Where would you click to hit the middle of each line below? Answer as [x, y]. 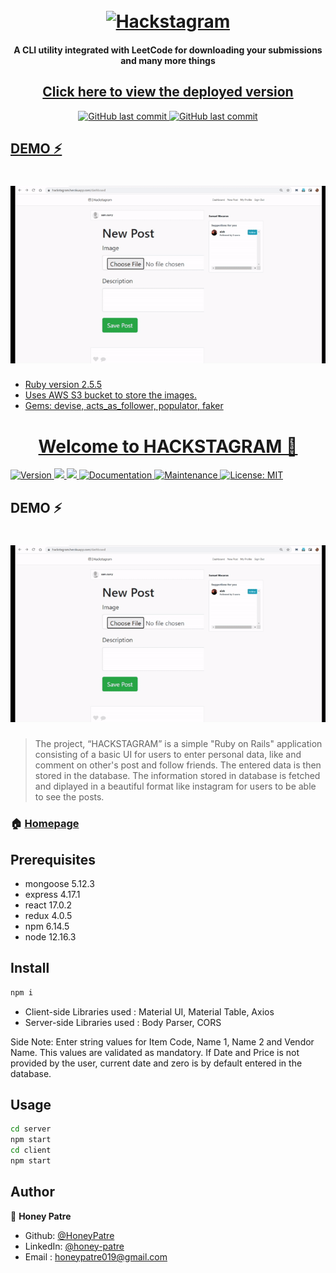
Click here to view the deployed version [168, 92]
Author [32, 1192]
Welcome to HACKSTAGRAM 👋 [168, 446]
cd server [31, 1129]
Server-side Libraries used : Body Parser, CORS [123, 1022]
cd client [31, 1150]
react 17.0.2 [48, 905]
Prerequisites [53, 859]
